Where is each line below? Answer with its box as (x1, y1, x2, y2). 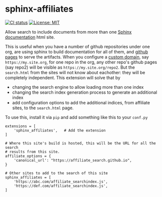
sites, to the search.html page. (12, 105, 74, 111)
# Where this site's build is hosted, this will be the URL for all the (5, 140, 156, 146)
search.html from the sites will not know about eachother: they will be (5, 69, 145, 75)
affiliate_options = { (5, 154, 51, 158)
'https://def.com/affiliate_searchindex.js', (14, 183, 108, 188)
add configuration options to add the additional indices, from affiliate (12, 99, 150, 105)
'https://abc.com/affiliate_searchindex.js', (14, 179, 108, 184)
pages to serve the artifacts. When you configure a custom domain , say (5, 54, 149, 59)
